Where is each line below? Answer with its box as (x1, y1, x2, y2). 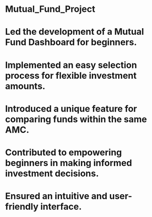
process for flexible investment (5, 70, 137, 81)
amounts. (5, 80, 46, 92)
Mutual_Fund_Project (5, 3, 95, 15)
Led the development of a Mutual (5, 26, 144, 38)
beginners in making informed (5, 157, 133, 168)
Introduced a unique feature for (5, 103, 138, 114)
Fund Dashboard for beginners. (5, 37, 137, 48)
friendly (5, 201, 39, 213)
